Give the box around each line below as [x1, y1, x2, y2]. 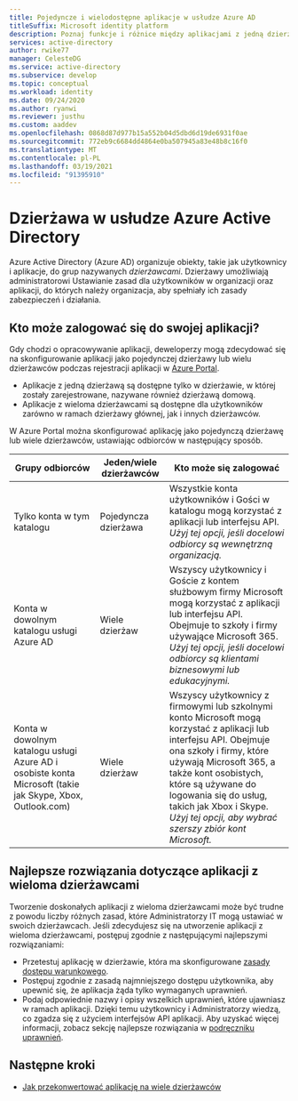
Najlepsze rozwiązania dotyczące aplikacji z [9, 864, 259, 879]
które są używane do [169, 778, 257, 790]
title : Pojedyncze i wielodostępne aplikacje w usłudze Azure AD [9, 12, 255, 22]
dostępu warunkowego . [21, 966, 109, 976]
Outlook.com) [13, 800, 71, 812]
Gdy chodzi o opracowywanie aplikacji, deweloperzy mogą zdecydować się [9, 344, 286, 354]
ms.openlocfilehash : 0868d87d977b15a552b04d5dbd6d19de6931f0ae [9, 129, 248, 138]
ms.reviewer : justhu [9, 112, 86, 121]
